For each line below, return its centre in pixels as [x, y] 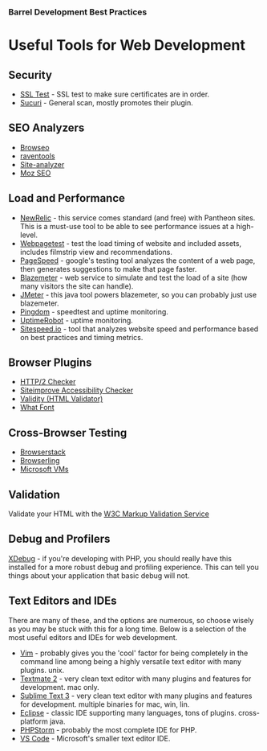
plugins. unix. [42, 670]
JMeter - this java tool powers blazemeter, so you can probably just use [138, 294]
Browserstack [42, 452]
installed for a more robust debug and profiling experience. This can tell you [133, 567]
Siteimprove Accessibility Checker [77, 390]
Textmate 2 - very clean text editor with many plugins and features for [136, 679]
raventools [37, 156]
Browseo [34, 147]
